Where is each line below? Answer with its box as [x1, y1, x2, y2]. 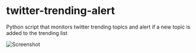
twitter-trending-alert [6, 4, 115, 17]
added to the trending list [6, 29, 68, 36]
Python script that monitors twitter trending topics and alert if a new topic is [6, 23, 191, 30]
